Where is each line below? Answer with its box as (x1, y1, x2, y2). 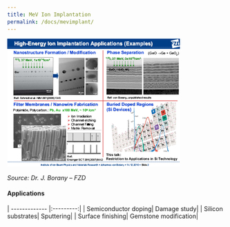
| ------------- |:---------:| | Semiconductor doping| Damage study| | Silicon (7, 204, 223, 213)
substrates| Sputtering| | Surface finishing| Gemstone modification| (7, 212, 199, 220)
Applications (7, 189, 45, 197)
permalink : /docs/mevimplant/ (7, 18, 95, 25)
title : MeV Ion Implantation (7, 11, 91, 18)
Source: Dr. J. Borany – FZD (7, 173, 86, 182)
